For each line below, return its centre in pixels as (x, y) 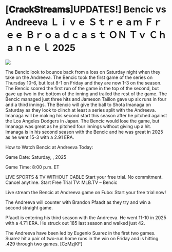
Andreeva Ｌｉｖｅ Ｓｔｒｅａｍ (74, 22)
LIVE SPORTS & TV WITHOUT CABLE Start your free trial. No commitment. (84, 177)
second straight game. (29, 207)
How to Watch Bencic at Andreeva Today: (49, 147)
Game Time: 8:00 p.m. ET (33, 167)
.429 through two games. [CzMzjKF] (44, 244)
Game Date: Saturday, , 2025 (36, 157)
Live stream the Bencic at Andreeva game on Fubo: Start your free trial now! (86, 192)
